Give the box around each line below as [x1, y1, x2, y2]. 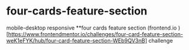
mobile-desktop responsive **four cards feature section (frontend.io [6, 24, 177, 31]
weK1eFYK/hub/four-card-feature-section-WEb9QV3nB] [6, 37, 147, 44]
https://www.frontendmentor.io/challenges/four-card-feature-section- [8, 30, 184, 37]
